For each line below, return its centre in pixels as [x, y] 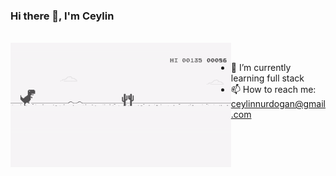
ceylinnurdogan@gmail [278, 104]
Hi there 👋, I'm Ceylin [62, 16]
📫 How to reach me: [273, 90]
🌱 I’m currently [261, 68]
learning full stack [267, 78]
